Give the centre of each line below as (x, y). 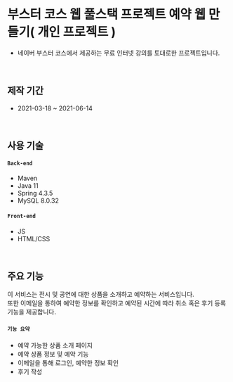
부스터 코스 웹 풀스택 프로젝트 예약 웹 (106, 14)
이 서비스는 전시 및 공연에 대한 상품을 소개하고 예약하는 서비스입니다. (101, 294)
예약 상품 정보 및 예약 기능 (53, 354)
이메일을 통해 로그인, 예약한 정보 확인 (68, 362)
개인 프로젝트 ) (77, 32)
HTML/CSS (34, 238)
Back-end (20, 163)
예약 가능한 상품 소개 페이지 (55, 345)
